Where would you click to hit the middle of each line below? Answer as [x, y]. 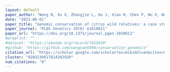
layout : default [22, 10]
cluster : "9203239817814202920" [39, 57]
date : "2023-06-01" [26, 19]
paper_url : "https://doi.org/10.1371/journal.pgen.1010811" [70, 33]
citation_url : [20, 52]
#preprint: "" [20, 39]
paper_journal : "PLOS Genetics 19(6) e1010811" [56, 29]
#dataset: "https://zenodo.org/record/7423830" [56, 43]
